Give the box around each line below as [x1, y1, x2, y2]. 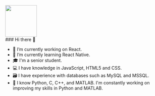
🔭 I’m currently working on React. [12, 46, 82, 52]
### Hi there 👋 [5, 36, 36, 42]
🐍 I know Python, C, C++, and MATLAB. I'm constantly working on [12, 80, 150, 85]
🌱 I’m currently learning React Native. [12, 52, 90, 58]
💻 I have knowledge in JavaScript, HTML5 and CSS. [12, 65, 122, 71]
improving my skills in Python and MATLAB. [12, 85, 104, 91]
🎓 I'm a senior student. [12, 58, 62, 63]
